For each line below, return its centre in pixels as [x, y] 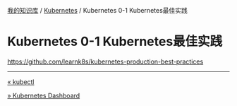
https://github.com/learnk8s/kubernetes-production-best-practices [105, 61]
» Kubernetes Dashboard [44, 95]
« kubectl [21, 82]
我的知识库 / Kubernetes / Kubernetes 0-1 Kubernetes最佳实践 [98, 10]
